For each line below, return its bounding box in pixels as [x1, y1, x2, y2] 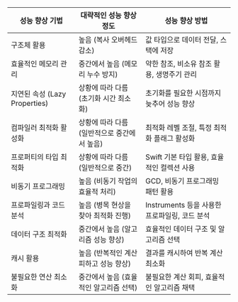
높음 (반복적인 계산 [78, 248, 138, 258]
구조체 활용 [11, 41, 46, 50]
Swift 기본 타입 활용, [144, 152, 210, 162]
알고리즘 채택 [153, 283, 195, 292]
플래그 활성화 [153, 134, 195, 143]
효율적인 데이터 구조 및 [144, 224, 217, 234]
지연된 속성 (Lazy [11, 89, 67, 99]
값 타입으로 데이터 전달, [144, 35, 219, 45]
